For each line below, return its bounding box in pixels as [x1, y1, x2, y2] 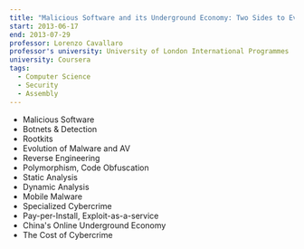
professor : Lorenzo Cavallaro [9, 38, 124, 48]
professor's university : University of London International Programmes [9, 47, 290, 56]
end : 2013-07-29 [9, 30, 71, 39]
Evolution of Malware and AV [22, 142, 131, 154]
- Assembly [17, 89, 59, 98]
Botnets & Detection [22, 123, 98, 134]
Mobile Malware [22, 191, 83, 202]
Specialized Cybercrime [22, 200, 112, 211]
